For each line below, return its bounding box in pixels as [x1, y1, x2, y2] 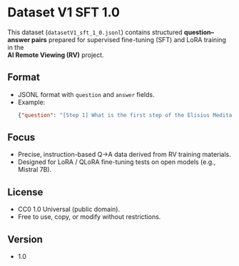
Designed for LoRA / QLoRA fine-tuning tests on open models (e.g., [17, 158, 216, 166]
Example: [17, 98, 46, 106]
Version [7, 233, 43, 245]
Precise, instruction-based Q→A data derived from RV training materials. [17, 150, 232, 159]
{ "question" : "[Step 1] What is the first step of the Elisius [17, 111, 210, 118]
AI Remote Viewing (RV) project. [7, 51, 105, 59]
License [7, 186, 44, 198]
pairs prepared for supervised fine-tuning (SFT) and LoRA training [31, 35, 227, 44]
